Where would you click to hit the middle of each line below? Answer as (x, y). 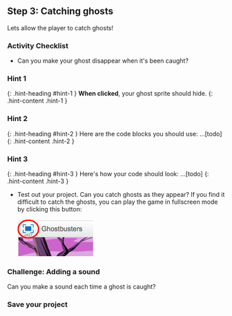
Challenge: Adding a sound (54, 271)
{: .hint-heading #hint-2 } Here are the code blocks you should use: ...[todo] (115, 134)
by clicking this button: (49, 209)
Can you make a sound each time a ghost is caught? (82, 287)
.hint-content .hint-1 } (37, 101)
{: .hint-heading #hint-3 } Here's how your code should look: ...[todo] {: (108, 174)
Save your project (37, 304)
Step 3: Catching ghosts (60, 11)
